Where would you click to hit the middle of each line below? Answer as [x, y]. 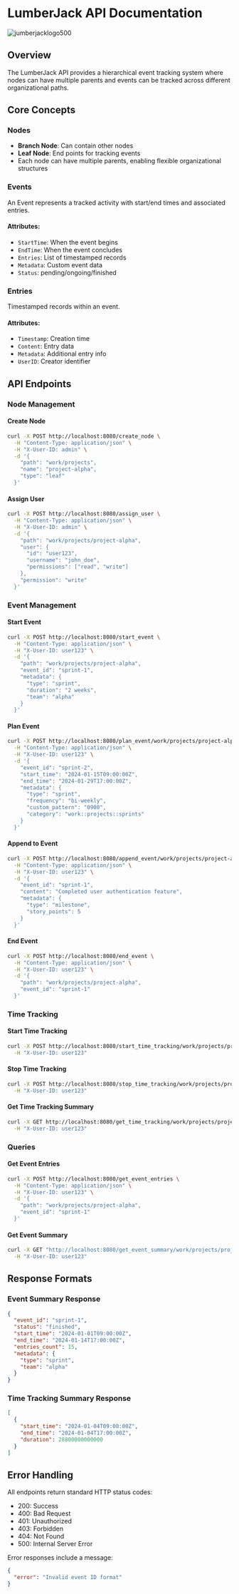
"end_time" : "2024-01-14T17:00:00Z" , [70, 1341]
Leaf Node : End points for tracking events [79, 153]
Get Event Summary [38, 1235]
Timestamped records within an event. [64, 307]
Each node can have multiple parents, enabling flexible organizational [119, 161]
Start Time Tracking [37, 1031]
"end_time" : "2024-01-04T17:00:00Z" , [76, 1433]
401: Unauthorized [45, 1521]
